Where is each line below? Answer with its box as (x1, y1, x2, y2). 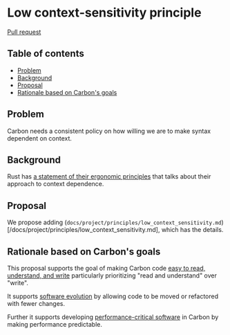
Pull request (7, 28, 41, 36)
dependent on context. (7, 134, 73, 143)
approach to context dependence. (7, 180, 104, 188)
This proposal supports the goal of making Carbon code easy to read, (7, 264, 206, 272)
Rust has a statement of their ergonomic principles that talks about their (7, 172, 211, 181)
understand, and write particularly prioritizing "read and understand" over (7, 271, 218, 280)
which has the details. (161, 226, 224, 234)
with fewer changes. (7, 300, 66, 307)
